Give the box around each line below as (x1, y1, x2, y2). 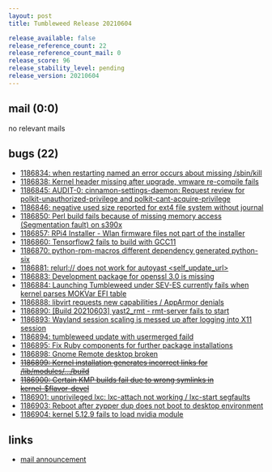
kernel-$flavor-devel (19, 384, 90, 393)
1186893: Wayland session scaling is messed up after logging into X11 (19, 315, 253, 324)
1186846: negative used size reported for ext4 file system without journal (19, 203, 264, 212)
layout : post (8, 11, 53, 20)
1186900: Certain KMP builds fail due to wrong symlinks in (19, 375, 215, 385)
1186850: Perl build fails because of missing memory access (19, 212, 223, 221)
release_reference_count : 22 (8, 41, 107, 49)
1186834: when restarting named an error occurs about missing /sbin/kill (19, 168, 262, 178)
